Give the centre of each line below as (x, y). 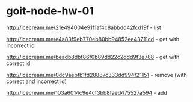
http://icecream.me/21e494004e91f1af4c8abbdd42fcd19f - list (84, 27)
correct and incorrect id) (37, 81)
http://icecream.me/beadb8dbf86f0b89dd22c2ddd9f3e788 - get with (93, 57)
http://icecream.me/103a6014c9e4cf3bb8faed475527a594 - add (87, 92)
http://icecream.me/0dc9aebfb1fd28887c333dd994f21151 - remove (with (97, 75)
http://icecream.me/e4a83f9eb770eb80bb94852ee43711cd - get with (93, 39)
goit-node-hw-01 (50, 11)
